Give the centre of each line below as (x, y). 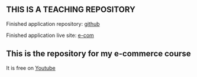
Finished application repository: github (53, 24)
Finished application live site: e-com (50, 35)
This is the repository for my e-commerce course (98, 54)
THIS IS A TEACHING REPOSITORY (71, 10)
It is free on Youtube (31, 68)
